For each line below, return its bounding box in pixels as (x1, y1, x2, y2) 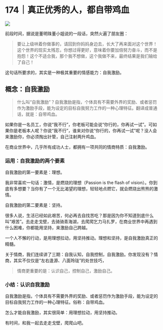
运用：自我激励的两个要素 (5, 157, 65, 164)
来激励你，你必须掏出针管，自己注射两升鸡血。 (5, 133, 98, 139)
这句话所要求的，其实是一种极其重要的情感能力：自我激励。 (5, 69, 124, 75)
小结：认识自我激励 (5, 281, 50, 288)
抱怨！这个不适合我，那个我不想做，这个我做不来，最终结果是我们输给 (16, 53, 158, 59)
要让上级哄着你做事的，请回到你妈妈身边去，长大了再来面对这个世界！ (16, 41, 158, 47)
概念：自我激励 (5, 85, 50, 93)
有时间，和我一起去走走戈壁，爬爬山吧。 (5, 320, 86, 326)
